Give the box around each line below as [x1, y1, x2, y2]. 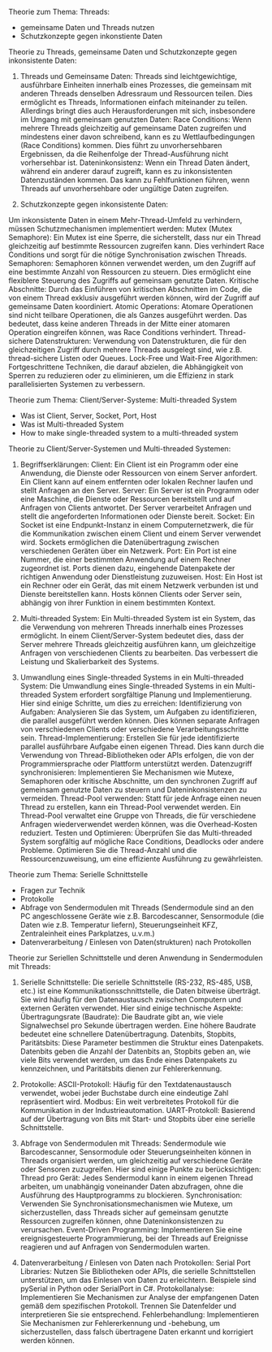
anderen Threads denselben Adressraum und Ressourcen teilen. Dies [19, 89, 253, 98]
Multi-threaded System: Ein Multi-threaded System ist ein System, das [19, 614, 256, 623]
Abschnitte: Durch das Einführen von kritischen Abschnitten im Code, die [8, 285, 253, 293]
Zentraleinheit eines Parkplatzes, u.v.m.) [19, 928, 156, 938]
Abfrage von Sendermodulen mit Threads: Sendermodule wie [19, 1138, 227, 1148]
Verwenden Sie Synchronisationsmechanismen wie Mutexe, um [19, 1199, 233, 1208]
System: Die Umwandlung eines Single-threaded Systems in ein [19, 681, 234, 690]
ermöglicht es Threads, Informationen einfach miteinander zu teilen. [19, 98, 248, 107]
